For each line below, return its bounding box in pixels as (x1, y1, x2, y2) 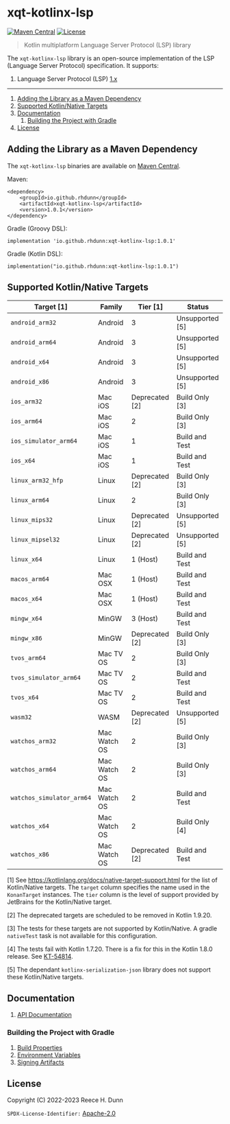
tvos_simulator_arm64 (10, 674, 81, 681)
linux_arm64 (10, 496, 50, 504)
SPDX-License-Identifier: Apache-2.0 (7, 1110, 116, 1118)
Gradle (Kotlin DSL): (7, 249, 63, 258)
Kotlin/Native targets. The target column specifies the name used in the (7, 883, 210, 891)
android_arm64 (10, 338, 57, 346)
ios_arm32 (10, 397, 42, 406)
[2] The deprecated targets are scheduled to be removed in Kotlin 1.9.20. (7, 911, 212, 919)
